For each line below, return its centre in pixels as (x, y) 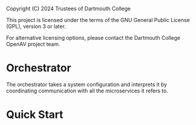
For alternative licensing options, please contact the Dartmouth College (93, 38)
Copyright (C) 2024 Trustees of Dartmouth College (68, 9)
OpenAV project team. (33, 44)
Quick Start (35, 115)
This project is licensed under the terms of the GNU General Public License (98, 20)
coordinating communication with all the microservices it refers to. (87, 91)
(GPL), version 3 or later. (36, 26)
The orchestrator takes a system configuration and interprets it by (87, 84)
